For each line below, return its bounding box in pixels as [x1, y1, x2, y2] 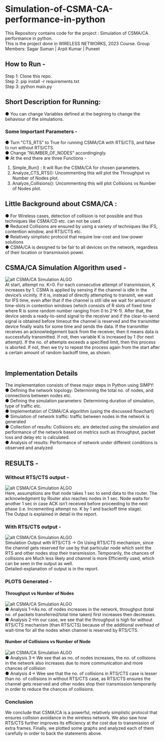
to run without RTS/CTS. [5, 144, 55, 150]
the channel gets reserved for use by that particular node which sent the [5, 545, 152, 551]
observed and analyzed [5, 445, 53, 451]
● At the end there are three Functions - [5, 155, 87, 161]
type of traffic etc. [5, 403, 42, 409]
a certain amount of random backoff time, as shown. [5, 350, 111, 356]
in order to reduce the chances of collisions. [5, 686, 94, 692]
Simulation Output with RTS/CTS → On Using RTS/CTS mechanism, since [5, 540, 154, 546]
